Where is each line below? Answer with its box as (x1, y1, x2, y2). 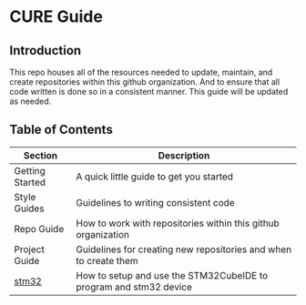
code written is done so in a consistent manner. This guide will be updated (9, 86, 289, 97)
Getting (14, 164, 46, 177)
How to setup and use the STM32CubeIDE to (76, 269, 269, 281)
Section (23, 148, 58, 161)
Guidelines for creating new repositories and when (76, 243, 292, 256)
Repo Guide (14, 222, 65, 235)
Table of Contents (9, 122, 114, 137)
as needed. (9, 96, 52, 107)
